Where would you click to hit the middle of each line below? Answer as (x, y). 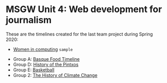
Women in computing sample (43, 49)
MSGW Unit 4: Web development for (84, 9)
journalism (29, 20)
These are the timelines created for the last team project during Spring (79, 34)
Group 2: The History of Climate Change (55, 75)
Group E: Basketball (34, 70)
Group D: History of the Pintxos (46, 64)
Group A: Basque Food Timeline (46, 59)
